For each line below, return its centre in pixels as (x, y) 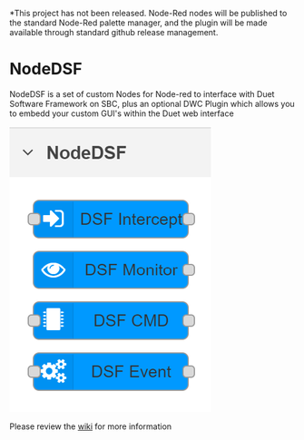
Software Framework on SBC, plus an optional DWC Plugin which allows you (152, 103)
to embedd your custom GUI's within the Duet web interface (122, 113)
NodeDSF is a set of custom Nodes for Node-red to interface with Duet (142, 93)
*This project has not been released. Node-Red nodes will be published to (148, 13)
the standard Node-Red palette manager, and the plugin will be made (138, 23)
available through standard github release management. (114, 32)
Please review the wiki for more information (91, 426)
